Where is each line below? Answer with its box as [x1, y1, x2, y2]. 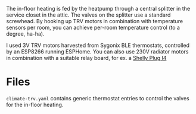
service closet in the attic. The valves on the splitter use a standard [6, 11, 171, 18]
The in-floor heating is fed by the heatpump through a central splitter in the [6, 5, 191, 12]
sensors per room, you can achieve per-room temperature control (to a [6, 24, 181, 31]
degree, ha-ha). [6, 30, 45, 37]
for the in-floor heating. [6, 101, 64, 108]
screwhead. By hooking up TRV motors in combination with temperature [6, 18, 183, 24]
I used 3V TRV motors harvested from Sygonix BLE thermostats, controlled [6, 42, 189, 49]
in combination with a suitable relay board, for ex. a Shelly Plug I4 [6, 55, 167, 61]
